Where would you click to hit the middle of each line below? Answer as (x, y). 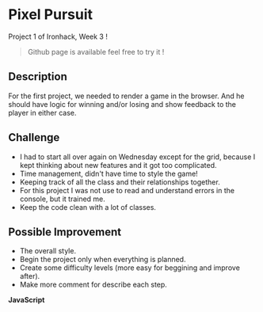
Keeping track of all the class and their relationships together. (120, 182)
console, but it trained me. (62, 199)
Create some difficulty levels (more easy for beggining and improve (130, 268)
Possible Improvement (65, 232)
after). (30, 276)
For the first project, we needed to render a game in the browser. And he (126, 96)
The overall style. (48, 251)
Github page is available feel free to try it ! (96, 51)
